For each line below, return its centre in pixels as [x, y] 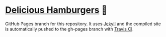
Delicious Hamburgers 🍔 [56, 10]
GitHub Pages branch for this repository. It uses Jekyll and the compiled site [83, 24]
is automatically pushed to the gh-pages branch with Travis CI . [69, 29]
